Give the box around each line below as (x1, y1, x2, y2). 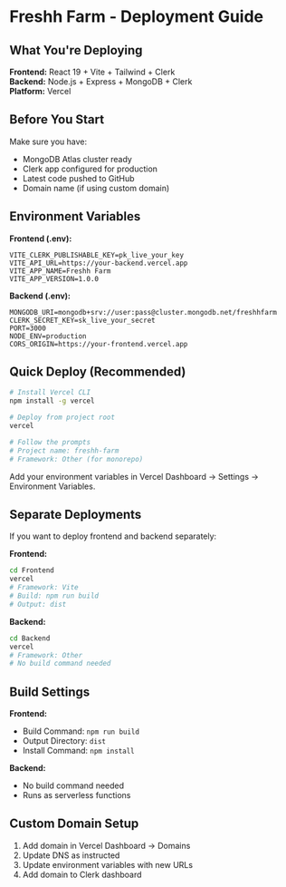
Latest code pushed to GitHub (22, 172, 135, 183)
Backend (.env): (9, 290, 71, 301)
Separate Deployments (9, 506, 142, 522)
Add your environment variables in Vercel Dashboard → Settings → (9, 471, 260, 482)
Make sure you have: (9, 136, 88, 147)
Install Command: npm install (22, 746, 136, 756)
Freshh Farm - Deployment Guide (9, 6, 264, 27)
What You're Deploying (9, 43, 143, 58)
